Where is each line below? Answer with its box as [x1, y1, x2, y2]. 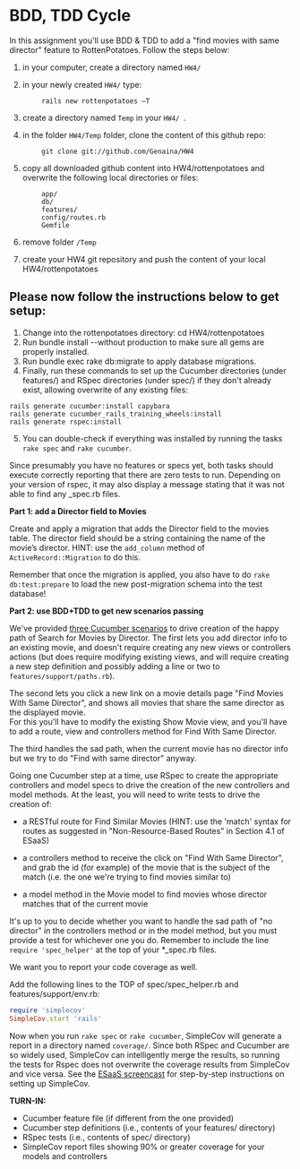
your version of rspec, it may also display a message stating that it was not [9, 478, 285, 489]
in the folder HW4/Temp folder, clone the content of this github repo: [21, 129, 266, 140]
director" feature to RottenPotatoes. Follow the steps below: [9, 44, 230, 55]
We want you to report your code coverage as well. [9, 961, 199, 972]
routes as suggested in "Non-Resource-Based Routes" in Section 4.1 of [21, 825, 285, 836]
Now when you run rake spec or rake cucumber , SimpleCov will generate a [9, 1030, 282, 1041]
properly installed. [21, 346, 90, 357]
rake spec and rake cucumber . [21, 443, 132, 453]
